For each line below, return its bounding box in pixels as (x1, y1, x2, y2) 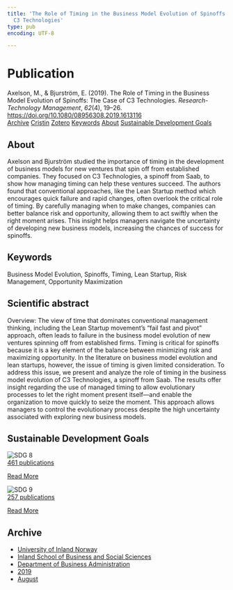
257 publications (7, 493, 55, 501)
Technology (7, 104, 42, 112)
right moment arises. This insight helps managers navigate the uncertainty (7, 217, 220, 225)
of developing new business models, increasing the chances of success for (7, 224, 224, 232)
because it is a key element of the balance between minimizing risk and (7, 346, 212, 354)
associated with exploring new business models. (7, 412, 147, 421)
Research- (178, 96, 209, 105)
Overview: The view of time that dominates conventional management (7, 316, 208, 324)
